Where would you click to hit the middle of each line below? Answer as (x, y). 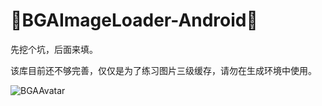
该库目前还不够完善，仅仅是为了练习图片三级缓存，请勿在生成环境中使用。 (163, 70)
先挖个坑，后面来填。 (54, 49)
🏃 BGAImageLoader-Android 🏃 (134, 20)
